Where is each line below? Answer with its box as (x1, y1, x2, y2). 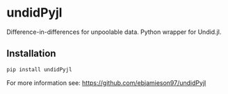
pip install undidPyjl (6, 66, 72, 73)
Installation (6, 48, 56, 59)
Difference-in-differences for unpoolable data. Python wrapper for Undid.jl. (6, 28, 222, 36)
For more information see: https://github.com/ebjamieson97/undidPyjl (6, 78, 206, 87)
